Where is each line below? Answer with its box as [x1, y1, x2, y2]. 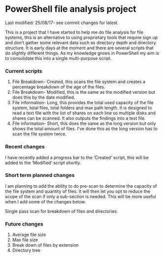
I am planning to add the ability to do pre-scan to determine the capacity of [5, 183, 157, 189]
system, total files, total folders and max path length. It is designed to [12, 105, 152, 111]
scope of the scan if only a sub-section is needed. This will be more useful [5, 193, 156, 200]
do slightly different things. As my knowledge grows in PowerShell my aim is [5, 50, 160, 56]
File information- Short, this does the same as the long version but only [12, 120, 156, 126]
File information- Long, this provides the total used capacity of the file [12, 100, 154, 106]
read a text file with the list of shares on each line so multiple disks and [12, 110, 156, 116]
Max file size [12, 237, 38, 243]
